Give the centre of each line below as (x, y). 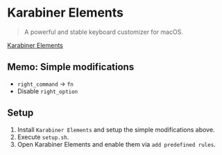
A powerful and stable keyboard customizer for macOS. (104, 32)
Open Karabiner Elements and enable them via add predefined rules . (117, 144)
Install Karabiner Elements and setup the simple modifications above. (116, 129)
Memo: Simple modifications (71, 67)
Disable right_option (48, 91)
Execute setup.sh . (43, 137)
